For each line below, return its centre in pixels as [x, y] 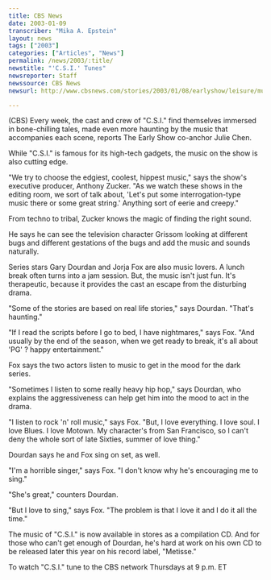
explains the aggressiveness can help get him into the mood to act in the [129, 398]
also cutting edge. [38, 162]
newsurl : [23, 91]
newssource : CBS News [45, 83]
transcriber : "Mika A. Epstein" [63, 31]
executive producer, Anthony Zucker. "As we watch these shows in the [126, 186]
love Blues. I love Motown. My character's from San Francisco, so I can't [128, 431]
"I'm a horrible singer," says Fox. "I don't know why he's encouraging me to [133, 470]
